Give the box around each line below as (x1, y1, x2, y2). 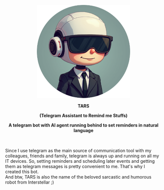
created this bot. (5, 169, 39, 175)
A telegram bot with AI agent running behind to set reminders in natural (8, 122, 159, 128)
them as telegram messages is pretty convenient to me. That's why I (5, 164, 145, 169)
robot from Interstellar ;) (5, 179, 54, 185)
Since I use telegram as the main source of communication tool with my (5, 148, 152, 153)
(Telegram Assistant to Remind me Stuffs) (39, 113, 128, 119)
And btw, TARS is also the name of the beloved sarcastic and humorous (5, 174, 152, 180)
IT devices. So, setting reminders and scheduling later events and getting (5, 158, 155, 164)
